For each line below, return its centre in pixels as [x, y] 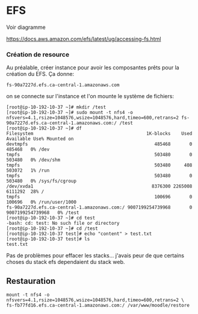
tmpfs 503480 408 [99, 165]
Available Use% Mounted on [40, 139]
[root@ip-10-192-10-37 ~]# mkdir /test [56, 107]
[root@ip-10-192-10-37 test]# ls [48, 239]
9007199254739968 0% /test [43, 213]
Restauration [31, 281]
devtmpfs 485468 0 [99, 144]
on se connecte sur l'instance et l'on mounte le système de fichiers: [90, 96]
